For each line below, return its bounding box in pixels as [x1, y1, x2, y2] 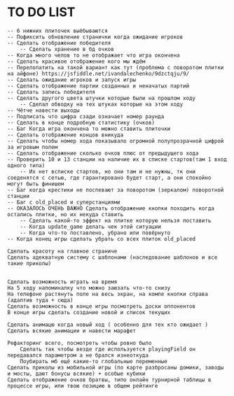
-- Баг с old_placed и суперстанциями [7, 199, 121, 206]
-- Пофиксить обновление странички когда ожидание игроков [7, 33, 184, 41]
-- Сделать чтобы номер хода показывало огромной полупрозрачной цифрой [7, 137, 224, 144]
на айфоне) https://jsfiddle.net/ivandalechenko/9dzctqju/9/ [7, 70, 190, 77]
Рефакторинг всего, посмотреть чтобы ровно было [7, 339, 152, 346]
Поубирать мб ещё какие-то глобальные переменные [20, 358, 168, 365]
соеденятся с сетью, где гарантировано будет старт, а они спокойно [7, 174, 212, 181]
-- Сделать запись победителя [7, 88, 96, 95]
